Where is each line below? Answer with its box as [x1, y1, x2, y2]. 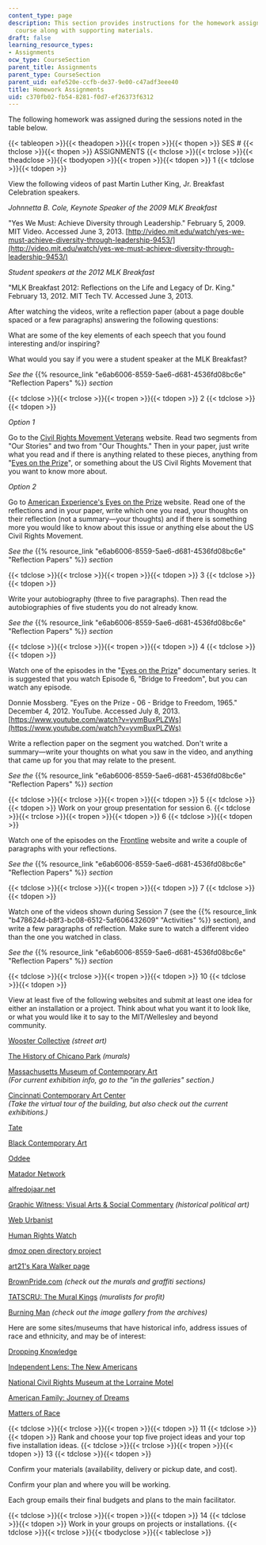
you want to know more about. [8, 466, 108, 477]
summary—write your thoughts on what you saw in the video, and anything [8, 747, 253, 757]
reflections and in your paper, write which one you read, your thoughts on [8, 506, 249, 516]
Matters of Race [8, 1408, 61, 1418]
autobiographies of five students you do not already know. [8, 603, 199, 612]
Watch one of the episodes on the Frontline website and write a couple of [8, 836, 248, 845]
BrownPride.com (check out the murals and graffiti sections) [8, 1277, 206, 1287]
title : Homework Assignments [8, 85, 104, 94]
